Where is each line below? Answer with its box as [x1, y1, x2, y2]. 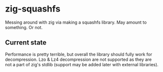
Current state [5, 39, 47, 47]
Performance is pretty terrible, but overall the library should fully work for [5, 51, 152, 57]
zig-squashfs [5, 3, 61, 14]
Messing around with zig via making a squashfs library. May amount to [5, 19, 147, 25]
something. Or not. [5, 24, 43, 30]
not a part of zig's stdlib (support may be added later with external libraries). [5, 61, 159, 67]
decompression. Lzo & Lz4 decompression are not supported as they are [5, 57, 152, 62]
